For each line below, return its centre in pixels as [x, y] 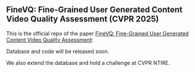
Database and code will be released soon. [58, 51]
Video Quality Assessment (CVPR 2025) [83, 19]
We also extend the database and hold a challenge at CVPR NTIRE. [88, 62]
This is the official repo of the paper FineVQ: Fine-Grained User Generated [97, 33]
